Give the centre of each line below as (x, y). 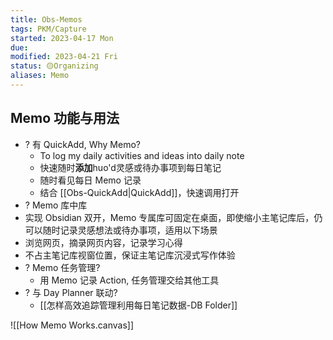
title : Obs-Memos (46, 19)
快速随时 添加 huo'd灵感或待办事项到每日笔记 (130, 167)
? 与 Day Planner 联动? (71, 292)
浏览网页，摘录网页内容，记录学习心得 (103, 242)
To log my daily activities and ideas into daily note (142, 155)
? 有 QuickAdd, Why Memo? (82, 144)
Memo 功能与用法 (65, 118)
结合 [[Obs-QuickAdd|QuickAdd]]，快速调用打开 (139, 192)
